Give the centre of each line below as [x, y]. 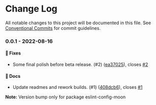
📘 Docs [13, 76]
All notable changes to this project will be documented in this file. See [78, 23]
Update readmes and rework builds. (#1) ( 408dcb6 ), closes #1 [77, 87]
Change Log [31, 9]
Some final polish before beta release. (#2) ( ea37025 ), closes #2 [80, 65]
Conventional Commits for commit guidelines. [53, 28]
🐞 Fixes [13, 53]
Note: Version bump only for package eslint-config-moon [66, 97]
